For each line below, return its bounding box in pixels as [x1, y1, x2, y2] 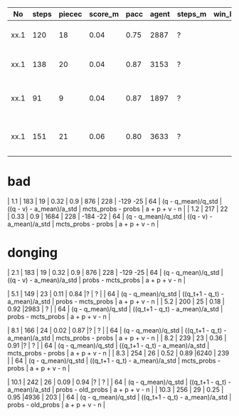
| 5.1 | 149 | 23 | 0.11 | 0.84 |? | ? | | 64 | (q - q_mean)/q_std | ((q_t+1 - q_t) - [7, 289, 224, 298]
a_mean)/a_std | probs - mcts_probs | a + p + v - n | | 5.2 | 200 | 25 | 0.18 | [7, 297, 225, 306]
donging [7, 245, 58, 261]
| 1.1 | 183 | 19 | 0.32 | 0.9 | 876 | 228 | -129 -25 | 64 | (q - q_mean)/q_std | [7, 197, 223, 205]
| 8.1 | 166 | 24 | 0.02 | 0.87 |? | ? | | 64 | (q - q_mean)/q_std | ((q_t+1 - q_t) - [7, 326, 227, 334]
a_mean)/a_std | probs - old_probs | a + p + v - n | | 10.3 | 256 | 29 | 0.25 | [7, 385, 224, 394]
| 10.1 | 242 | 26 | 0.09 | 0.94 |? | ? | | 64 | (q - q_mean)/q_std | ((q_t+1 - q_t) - [7, 378, 231, 386]
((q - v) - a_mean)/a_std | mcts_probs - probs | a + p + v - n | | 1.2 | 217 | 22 [7, 204, 228, 213]
